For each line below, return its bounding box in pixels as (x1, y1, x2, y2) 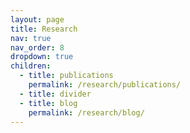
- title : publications (19, 71, 114, 81)
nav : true (10, 33, 52, 43)
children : (10, 61, 52, 71)
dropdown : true (10, 52, 74, 62)
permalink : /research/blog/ (28, 107, 145, 118)
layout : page (10, 14, 65, 25)
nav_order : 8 (10, 42, 65, 53)
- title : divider (19, 89, 92, 99)
